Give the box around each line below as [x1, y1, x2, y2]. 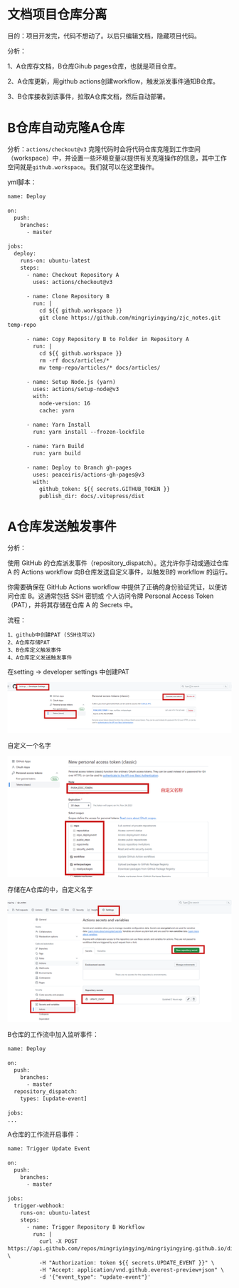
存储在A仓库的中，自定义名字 [7, 885, 93, 893]
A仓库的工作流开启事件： [7, 1130, 80, 1139]
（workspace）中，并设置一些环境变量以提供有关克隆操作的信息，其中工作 [7, 153, 227, 162]
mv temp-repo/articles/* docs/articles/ [38, 364, 161, 371]
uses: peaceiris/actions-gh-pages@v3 [33, 471, 144, 478]
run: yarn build [33, 450, 81, 457]
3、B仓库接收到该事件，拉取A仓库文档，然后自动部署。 [7, 92, 169, 101]
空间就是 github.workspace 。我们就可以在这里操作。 [7, 162, 159, 171]
